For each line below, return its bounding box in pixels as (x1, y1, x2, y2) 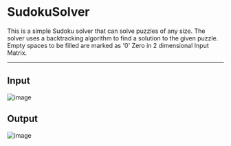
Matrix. (7, 49, 27, 57)
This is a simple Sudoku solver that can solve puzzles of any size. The (7, 27, 206, 35)
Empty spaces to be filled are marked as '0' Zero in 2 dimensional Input (7, 41, 210, 49)
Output (7, 113, 38, 125)
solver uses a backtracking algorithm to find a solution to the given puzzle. (7, 34, 219, 42)
